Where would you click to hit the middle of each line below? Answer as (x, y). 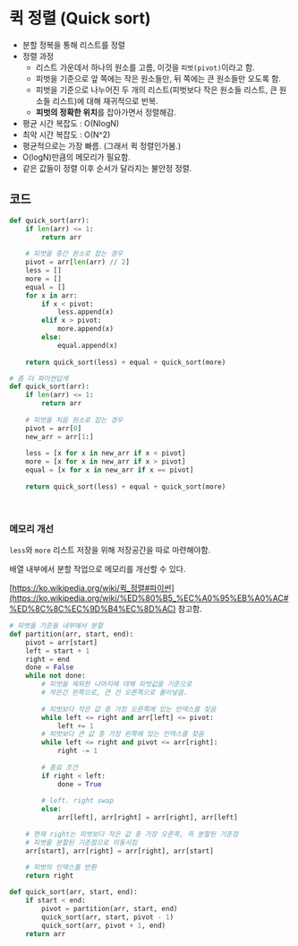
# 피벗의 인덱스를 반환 (61, 868)
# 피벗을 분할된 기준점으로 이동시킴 (81, 842)
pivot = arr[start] (62, 642)
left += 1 (75, 726)
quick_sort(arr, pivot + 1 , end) (104, 925)
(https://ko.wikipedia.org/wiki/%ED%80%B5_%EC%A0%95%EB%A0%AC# (149, 598)
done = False (50, 668)
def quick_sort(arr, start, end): (74, 892)
